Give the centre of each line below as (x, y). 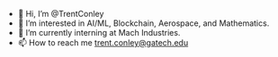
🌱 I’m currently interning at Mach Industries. (99, 33)
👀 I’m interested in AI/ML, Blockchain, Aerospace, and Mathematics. (143, 23)
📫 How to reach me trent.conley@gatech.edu (103, 43)
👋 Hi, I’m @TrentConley (61, 14)
